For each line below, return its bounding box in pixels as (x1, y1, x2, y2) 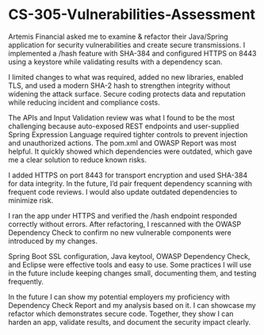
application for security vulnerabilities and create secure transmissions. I (8, 40, 246, 49)
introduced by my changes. (8, 236, 98, 246)
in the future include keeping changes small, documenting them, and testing (8, 268, 257, 278)
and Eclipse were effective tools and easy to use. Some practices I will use (8, 260, 252, 269)
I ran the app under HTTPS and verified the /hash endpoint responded (8, 211, 238, 220)
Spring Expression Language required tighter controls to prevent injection (8, 129, 248, 139)
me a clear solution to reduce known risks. (8, 154, 147, 164)
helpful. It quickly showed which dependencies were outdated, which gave (8, 147, 253, 156)
